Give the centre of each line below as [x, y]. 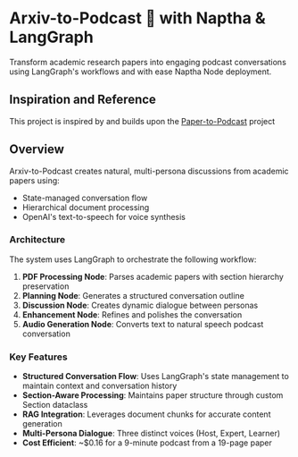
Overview [37, 150]
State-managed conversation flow [85, 198]
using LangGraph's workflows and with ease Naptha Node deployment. [141, 72]
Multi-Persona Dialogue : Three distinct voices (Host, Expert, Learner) [151, 434]
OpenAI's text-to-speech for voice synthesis [103, 216]
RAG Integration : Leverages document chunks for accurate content [146, 414]
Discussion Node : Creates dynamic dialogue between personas [140, 305]
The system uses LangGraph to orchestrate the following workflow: [133, 259]
